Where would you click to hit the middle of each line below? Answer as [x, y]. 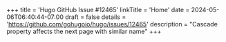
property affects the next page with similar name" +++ [84, 31]
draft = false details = [95, 17]
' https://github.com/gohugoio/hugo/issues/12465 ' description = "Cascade [112, 24]
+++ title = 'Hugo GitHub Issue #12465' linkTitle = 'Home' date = [98, 10]
